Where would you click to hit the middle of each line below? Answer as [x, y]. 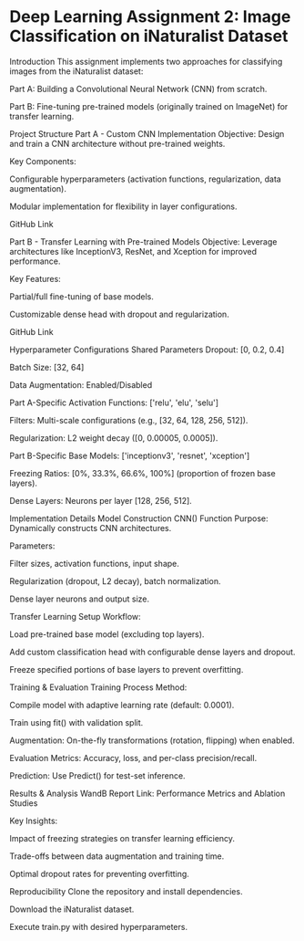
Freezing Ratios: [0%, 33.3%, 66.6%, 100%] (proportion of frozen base [142, 473]
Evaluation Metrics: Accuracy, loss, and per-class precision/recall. [133, 758]
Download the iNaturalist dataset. [72, 909]
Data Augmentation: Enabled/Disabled [81, 384]
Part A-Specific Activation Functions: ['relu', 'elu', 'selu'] [114, 403]
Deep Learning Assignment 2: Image [150, 17]
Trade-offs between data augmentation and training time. [117, 856]
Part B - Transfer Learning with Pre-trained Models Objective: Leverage [143, 241]
